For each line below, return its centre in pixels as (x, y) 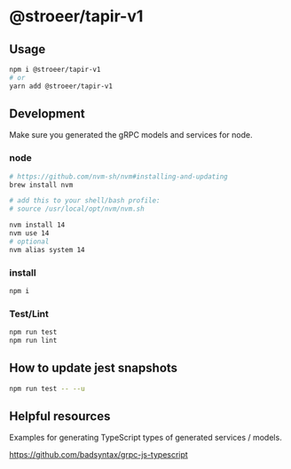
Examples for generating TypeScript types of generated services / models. (145, 438)
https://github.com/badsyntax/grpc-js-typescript (98, 455)
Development (47, 114)
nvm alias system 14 (47, 250)
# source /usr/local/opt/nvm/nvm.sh (77, 209)
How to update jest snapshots (94, 368)
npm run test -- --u (47, 388)
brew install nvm (41, 185)
